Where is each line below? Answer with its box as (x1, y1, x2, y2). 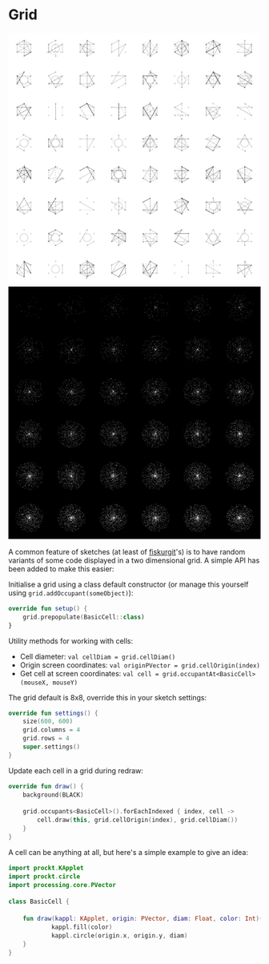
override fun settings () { (8, 709, 98, 717)
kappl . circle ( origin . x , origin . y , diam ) (50, 931, 188, 939)
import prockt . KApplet (8, 864, 84, 872)
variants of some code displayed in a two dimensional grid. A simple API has (8, 555, 260, 565)
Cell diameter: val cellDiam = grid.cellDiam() (19, 651, 176, 661)
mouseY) (52, 679, 78, 687)
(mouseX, (19, 679, 50, 687)
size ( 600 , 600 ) (22, 717, 74, 726)
